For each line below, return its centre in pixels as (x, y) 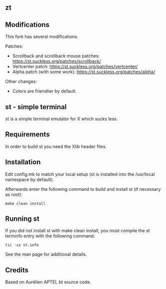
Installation (23, 162)
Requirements (27, 134)
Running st (22, 219)
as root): (14, 194)
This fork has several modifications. (42, 37)
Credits (17, 270)
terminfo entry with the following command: (50, 236)
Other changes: (21, 82)
